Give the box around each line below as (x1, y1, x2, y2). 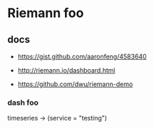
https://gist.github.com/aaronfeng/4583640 (17, 52, 148, 61)
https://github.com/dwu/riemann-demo (17, 80, 133, 88)
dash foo (7, 98, 39, 108)
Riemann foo (7, 5, 84, 21)
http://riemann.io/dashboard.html (17, 66, 115, 74)
